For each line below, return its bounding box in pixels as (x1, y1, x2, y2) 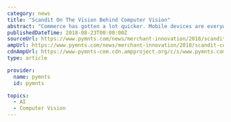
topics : (7, 92, 30, 99)
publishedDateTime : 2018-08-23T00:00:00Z (7, 29, 128, 36)
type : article (7, 55, 48, 62)
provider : (7, 66, 36, 74)
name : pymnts (13, 73, 51, 80)
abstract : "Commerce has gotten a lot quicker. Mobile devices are (7, 23, 205, 29)
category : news (7, 10, 51, 17)
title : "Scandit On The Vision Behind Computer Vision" (7, 16, 170, 23)
